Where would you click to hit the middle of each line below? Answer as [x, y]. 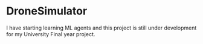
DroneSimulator [47, 11]
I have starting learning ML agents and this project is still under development [101, 28]
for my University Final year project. [51, 34]
